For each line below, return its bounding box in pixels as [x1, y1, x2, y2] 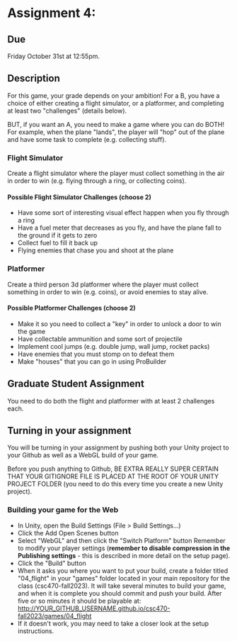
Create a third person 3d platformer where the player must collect [7, 280, 200, 289]
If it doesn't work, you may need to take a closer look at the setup [17, 619, 209, 628]
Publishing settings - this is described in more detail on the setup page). [17, 551, 231, 559]
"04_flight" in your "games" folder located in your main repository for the [17, 574, 231, 582]
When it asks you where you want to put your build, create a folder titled [17, 566, 229, 575]
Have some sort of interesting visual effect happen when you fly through [17, 208, 229, 217]
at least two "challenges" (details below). [7, 106, 127, 115]
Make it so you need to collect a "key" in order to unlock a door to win [17, 319, 221, 328]
